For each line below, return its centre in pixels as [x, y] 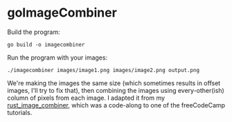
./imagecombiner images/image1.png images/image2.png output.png [103, 70]
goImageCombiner [62, 13]
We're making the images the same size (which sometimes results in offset [114, 83]
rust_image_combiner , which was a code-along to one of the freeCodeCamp [116, 105]
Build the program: [34, 32]
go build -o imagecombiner [46, 44]
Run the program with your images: [57, 58]
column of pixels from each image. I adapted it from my [86, 98]
